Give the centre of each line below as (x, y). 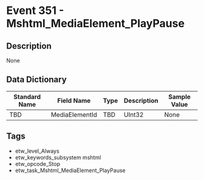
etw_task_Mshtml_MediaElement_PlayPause (70, 170)
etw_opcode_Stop (38, 164)
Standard (27, 97)
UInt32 (134, 114)
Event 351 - (35, 11)
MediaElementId (74, 114)
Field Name (74, 100)
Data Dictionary (36, 80)
